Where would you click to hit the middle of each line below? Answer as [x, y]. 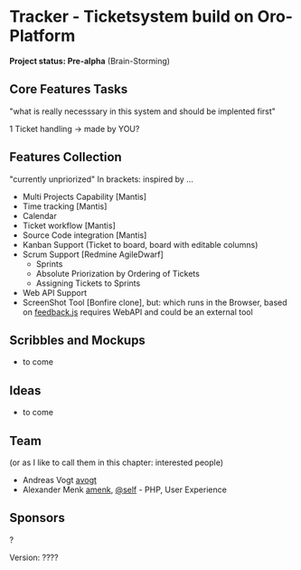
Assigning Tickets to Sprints [88, 283]
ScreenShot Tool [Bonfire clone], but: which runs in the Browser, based [155, 302]
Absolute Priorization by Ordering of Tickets [118, 273]
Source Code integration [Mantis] [85, 235]
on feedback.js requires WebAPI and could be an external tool [137, 312]
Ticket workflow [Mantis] [69, 225]
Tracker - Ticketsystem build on [132, 17]
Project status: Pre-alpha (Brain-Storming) [89, 61]
